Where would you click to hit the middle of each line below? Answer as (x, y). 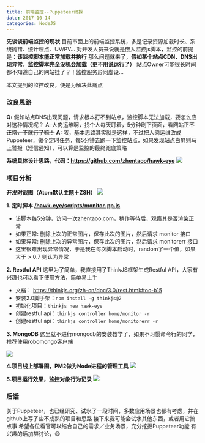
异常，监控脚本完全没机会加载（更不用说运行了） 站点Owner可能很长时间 (104, 64)
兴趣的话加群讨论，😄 (33, 434)
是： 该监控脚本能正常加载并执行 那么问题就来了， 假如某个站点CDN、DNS (99, 57)
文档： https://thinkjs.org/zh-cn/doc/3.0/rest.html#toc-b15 (88, 290)
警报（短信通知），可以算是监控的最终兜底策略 (69, 147)
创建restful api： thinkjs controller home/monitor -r (82, 313)
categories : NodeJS (31, 23)
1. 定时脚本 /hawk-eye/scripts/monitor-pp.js (63, 205)
